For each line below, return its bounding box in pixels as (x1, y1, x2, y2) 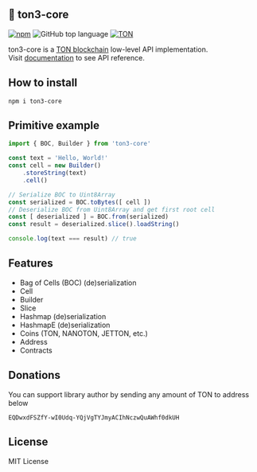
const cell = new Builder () (8, 162, 102, 170)
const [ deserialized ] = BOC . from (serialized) (8, 213, 169, 221)
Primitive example (8, 119, 99, 132)
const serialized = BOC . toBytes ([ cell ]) (8, 198, 151, 206)
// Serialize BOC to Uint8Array (8, 190, 115, 199)
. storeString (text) (22, 169, 88, 177)
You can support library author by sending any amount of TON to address (8, 389, 249, 399)
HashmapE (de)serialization (19, 320, 111, 330)
